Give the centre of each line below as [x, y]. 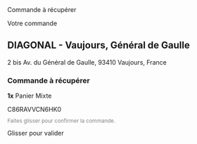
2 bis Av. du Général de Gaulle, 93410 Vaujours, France [87, 62]
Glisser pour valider [36, 133]
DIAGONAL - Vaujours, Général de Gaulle [99, 45]
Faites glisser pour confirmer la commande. [62, 121]
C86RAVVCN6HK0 [34, 110]
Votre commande [32, 23]
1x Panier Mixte [30, 96]
